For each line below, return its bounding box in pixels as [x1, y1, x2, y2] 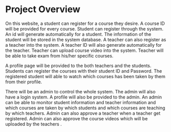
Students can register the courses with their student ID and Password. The [5, 68, 162, 74]
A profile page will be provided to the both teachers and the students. [5, 62, 152, 69]
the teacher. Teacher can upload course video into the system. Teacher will [5, 47, 164, 53]
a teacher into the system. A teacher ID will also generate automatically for [5, 42, 162, 48]
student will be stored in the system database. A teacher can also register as [5, 37, 166, 43]
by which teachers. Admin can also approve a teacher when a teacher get [5, 110, 161, 116]
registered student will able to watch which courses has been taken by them [5, 73, 166, 79]
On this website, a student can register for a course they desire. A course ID [5, 20, 165, 26]
